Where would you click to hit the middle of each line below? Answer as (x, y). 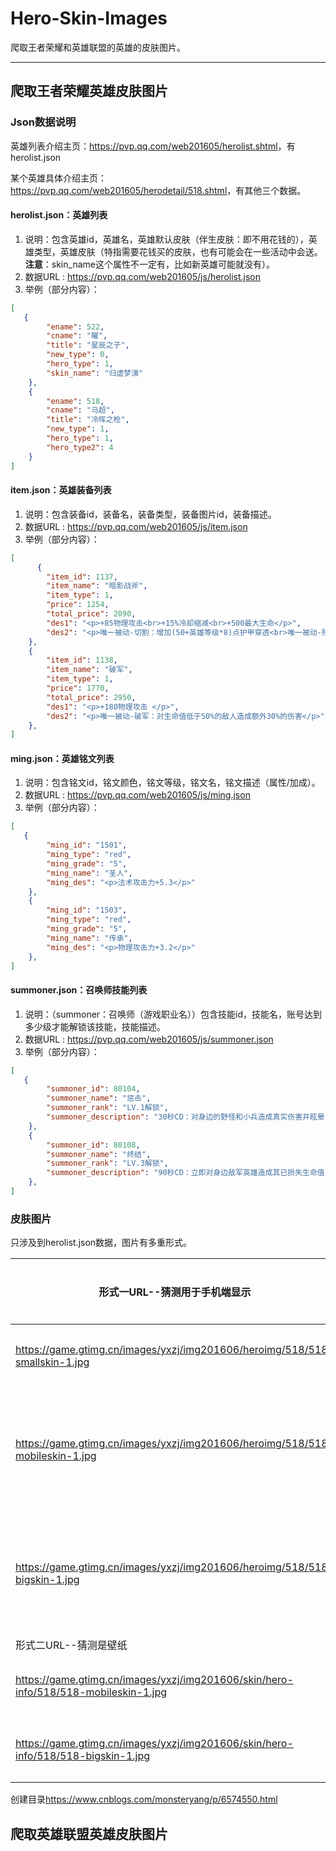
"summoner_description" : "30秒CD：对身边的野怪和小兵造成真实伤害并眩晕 (185, 1117)
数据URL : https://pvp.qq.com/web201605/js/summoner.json (149, 1039)
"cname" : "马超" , (81, 410)
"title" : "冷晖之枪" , (88, 420)
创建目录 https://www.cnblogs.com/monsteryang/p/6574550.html (144, 1799)
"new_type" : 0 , (78, 355)
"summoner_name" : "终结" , (99, 1154)
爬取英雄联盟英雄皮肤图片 (89, 1833)
